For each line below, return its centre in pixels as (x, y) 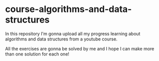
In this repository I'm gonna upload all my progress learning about (73, 33)
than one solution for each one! (37, 54)
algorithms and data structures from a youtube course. (61, 39)
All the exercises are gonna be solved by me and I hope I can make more (80, 48)
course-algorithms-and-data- (69, 9)
